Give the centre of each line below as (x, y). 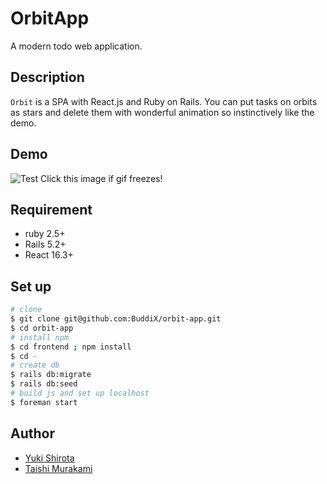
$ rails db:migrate (51, 375)
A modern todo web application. (76, 46)
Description (47, 77)
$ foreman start (44, 402)
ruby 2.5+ (45, 234)
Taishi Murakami (58, 468)
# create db (35, 365)
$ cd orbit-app (42, 328)
